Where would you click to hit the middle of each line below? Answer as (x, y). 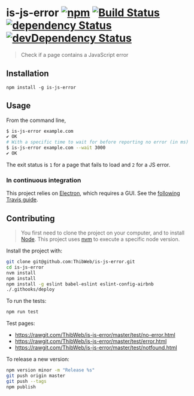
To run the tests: (26, 301)
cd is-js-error (25, 267)
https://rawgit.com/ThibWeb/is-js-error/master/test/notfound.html (96, 348)
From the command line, (36, 120)
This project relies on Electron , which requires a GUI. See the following (93, 193)
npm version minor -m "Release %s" (51, 370)
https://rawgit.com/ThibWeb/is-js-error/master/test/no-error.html (95, 335)
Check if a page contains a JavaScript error (75, 54)
